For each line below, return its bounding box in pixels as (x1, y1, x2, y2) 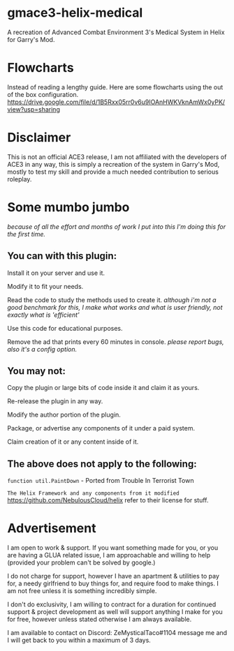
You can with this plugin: (7, 250, 117, 262)
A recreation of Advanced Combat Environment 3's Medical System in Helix (7, 28, 225, 36)
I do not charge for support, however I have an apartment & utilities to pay (7, 572, 220, 581)
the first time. (7, 230, 46, 238)
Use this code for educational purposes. (7, 324, 124, 332)
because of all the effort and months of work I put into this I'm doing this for (7, 222, 226, 231)
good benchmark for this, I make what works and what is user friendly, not (7, 303, 223, 311)
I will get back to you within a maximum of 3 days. (7, 636, 152, 645)
